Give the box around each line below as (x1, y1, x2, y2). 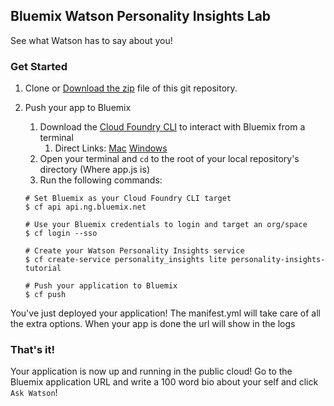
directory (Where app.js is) (39, 164, 151, 176)
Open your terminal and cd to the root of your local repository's (39, 153, 300, 165)
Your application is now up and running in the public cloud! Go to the (10, 365, 293, 378)
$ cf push (24, 290, 67, 300)
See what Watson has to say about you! (10, 34, 173, 46)
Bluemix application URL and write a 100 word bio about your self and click (10, 376, 319, 388)
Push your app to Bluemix (24, 102, 132, 114)
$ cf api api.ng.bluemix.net (24, 202, 147, 213)
